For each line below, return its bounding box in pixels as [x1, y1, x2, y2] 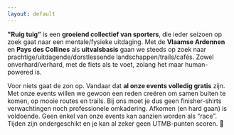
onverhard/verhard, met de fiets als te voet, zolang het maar [7, 60, 184, 68]
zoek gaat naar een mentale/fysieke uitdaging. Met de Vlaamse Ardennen [7, 37, 225, 46]
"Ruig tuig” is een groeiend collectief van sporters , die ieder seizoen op [7, 30, 223, 38]
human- [184, 60, 208, 68]
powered [7, 67, 33, 76]
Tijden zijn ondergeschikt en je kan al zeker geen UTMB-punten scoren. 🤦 [7, 119, 224, 128]
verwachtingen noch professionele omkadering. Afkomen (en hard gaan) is [7, 104, 228, 112]
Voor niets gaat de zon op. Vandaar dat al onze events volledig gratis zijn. [7, 81, 225, 90]
